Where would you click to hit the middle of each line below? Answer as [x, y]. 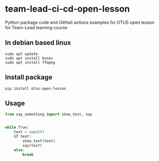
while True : [17, 128]
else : [19, 150]
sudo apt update [21, 54]
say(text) [32, 145]
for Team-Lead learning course [36, 27]
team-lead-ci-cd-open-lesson [68, 9]
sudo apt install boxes [29, 58]
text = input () [29, 132]
